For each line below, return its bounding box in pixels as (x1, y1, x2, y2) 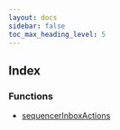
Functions (8, 90, 53, 102)
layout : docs (8, 13, 58, 22)
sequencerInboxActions (21, 110, 111, 121)
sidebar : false (8, 22, 66, 30)
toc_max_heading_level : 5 (8, 30, 106, 39)
